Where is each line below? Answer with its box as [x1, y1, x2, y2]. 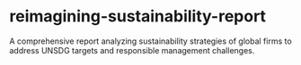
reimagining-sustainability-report [9, 6, 267, 27]
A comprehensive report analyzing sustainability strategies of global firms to [9, 36, 292, 46]
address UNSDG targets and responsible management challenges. [9, 45, 255, 55]
